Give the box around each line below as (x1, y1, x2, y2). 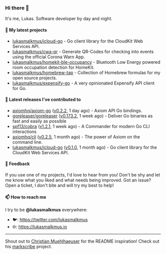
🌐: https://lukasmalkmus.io (12, 224, 68, 230)
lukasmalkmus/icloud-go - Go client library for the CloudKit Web (12, 38, 143, 44)
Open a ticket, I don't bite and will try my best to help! (5, 182, 114, 188)
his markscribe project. (5, 244, 52, 250)
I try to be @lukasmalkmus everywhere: (5, 207, 88, 213)
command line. (12, 139, 43, 145)
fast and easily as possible (12, 118, 67, 124)
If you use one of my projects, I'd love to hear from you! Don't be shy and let (5, 171, 161, 177)
